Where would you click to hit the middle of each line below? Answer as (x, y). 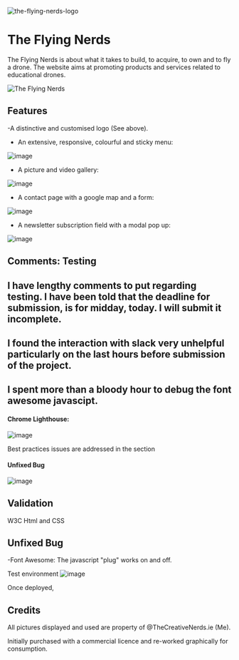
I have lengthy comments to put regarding (102, 285)
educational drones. (37, 74)
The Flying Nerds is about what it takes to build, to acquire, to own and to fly (119, 59)
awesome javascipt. (53, 401)
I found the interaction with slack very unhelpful (116, 343)
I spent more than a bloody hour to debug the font (119, 390)
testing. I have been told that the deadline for (109, 296)
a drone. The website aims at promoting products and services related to (114, 67)
